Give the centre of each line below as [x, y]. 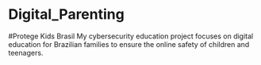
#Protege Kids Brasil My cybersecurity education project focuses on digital [131, 36]
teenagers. [26, 52]
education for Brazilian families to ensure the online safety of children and [129, 44]
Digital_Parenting [66, 14]
